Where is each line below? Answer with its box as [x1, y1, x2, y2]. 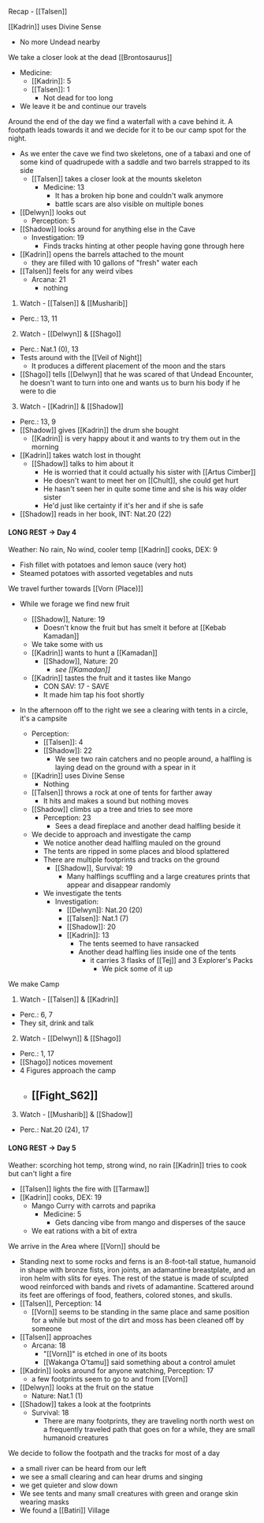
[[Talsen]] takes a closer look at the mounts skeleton [31, 174, 203, 183]
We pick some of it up [102, 964, 173, 974]
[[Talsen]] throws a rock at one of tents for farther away [31, 788, 213, 797]
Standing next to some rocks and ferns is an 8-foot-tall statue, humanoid [19, 1257, 256, 1266]
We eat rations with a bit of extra [31, 1226, 138, 1235]
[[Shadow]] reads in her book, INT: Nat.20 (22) [19, 510, 172, 518]
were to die [19, 386, 57, 396]
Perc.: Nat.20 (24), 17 [19, 1125, 89, 1134]
